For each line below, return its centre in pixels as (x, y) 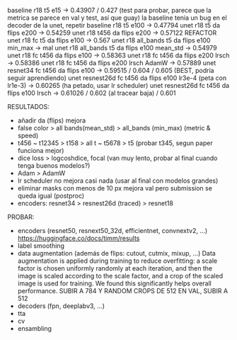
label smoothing (41, 246)
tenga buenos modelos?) (54, 165)
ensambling (34, 328)
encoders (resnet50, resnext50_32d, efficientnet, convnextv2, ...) (112, 231)
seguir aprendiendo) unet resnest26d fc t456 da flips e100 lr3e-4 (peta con (117, 78)
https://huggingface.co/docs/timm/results (79, 238)
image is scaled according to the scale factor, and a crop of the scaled (120, 276)
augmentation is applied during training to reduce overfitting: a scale (117, 261)
